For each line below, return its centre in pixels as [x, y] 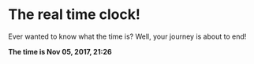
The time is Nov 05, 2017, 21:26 [60, 51]
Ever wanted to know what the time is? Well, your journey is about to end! [127, 36]
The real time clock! [74, 15]
